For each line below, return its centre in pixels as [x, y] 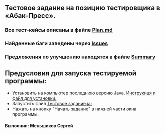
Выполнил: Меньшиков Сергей [39, 126]
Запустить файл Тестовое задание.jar [52, 103]
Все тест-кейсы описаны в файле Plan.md [59, 30]
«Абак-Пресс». [30, 16]
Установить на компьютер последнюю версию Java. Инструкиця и [84, 93]
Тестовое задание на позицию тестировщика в [82, 8]
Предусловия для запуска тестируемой [71, 73]
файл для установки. [34, 98]
